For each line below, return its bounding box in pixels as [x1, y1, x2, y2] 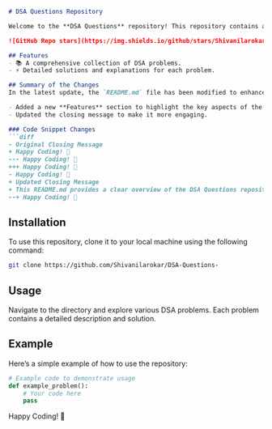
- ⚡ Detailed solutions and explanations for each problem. [8, 66, 216, 74]
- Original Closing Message [8, 140, 104, 149]
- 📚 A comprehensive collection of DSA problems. [8, 59, 182, 67]
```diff [8, 133, 35, 141]
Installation [8, 215, 66, 229]
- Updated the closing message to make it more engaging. [8, 110, 208, 119]
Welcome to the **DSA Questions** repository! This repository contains [8, 22, 259, 30]
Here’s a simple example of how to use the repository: [8, 359, 188, 368]
